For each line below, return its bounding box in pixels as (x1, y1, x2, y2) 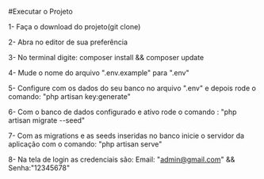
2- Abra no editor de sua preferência (8, 37, 128, 47)
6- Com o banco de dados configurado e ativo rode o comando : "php (8, 107, 237, 116)
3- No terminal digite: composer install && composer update (8, 53, 205, 62)
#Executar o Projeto (8, 7, 73, 16)
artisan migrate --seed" (8, 116, 86, 125)
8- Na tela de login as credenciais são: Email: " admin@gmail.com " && (8, 154, 235, 164)
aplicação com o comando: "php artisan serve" (8, 139, 163, 149)
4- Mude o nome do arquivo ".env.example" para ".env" (8, 68, 189, 78)
